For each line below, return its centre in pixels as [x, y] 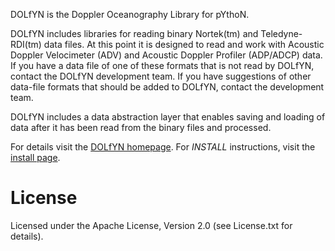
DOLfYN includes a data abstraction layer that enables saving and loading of [168, 117]
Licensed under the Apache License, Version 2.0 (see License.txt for [151, 225]
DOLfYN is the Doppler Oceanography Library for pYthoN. [130, 14]
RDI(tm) [26, 44]
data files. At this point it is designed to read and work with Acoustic [184, 44]
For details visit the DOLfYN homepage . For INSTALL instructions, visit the [163, 147]
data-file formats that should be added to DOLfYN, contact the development [167, 87]
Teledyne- [281, 33]
